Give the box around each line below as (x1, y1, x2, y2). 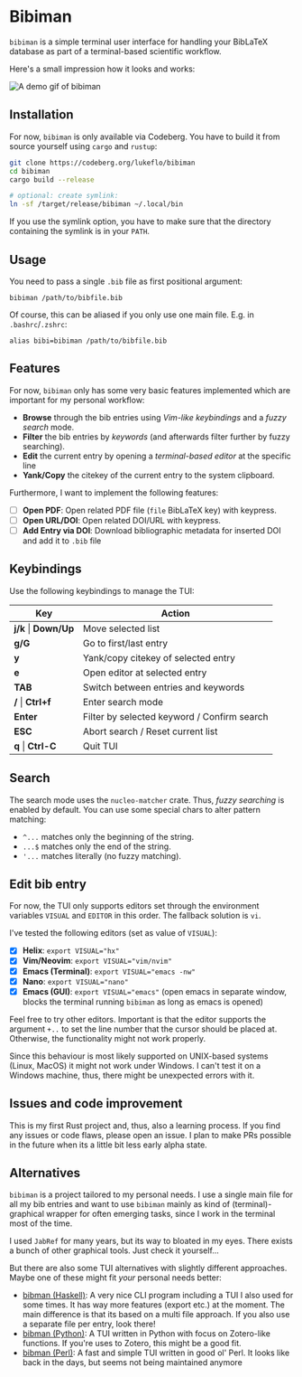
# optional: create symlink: (9, 192, 119, 201)
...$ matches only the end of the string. (22, 841, 171, 852)
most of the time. (9, 1218, 73, 1229)
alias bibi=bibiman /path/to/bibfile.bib (9, 336, 168, 345)
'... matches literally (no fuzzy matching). (22, 850, 182, 861)
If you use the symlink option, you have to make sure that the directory (9, 216, 272, 227)
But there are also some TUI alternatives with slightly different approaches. (9, 1263, 288, 1274)
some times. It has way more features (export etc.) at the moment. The (22, 1299, 286, 1310)
